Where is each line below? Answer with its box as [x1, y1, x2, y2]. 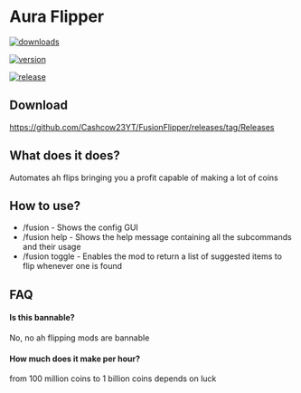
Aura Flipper [9, 6, 105, 27]
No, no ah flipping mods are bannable [9, 332, 150, 343]
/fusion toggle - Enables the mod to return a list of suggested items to [22, 251, 283, 262]
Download [9, 98, 68, 113]
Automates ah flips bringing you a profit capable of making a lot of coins [9, 172, 278, 183]
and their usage [22, 242, 81, 253]
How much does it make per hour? [9, 353, 141, 364]
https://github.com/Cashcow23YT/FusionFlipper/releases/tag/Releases [9, 121, 275, 132]
